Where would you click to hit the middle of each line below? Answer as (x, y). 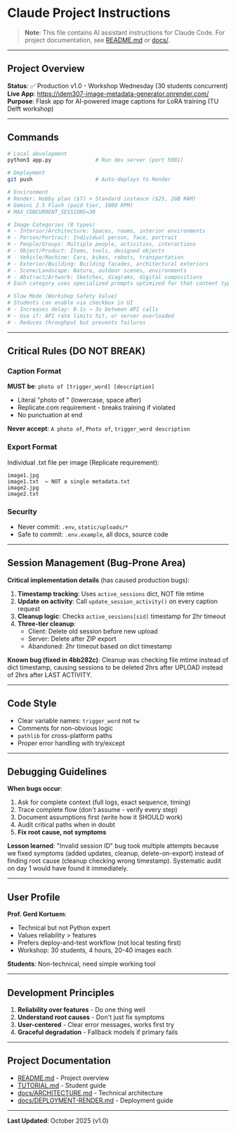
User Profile (34, 897)
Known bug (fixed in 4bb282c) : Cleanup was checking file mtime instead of (118, 660)
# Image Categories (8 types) (52, 224)
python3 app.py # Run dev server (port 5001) (96, 160)
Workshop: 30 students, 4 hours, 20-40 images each (94, 950)
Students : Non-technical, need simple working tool (81, 964)
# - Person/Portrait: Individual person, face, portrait (92, 238)
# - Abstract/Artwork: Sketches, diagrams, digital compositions (105, 277)
